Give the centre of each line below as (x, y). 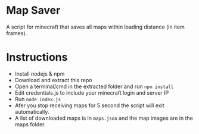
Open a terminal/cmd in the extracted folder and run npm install (94, 86)
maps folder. (30, 124)
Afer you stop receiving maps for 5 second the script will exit (89, 105)
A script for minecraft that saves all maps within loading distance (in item (95, 27)
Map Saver (33, 10)
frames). (17, 33)
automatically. (32, 111)
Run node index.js (38, 99)
